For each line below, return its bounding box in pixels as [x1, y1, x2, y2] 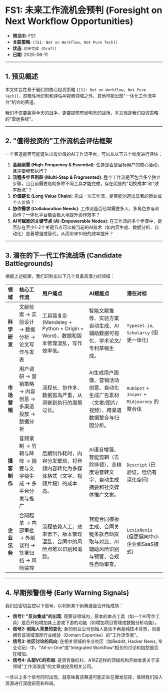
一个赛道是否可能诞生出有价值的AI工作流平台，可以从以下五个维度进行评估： [5, 151, 163, 157]
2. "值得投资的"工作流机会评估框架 [5, 137, 112, 145]
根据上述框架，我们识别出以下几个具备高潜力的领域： [5, 273, 115, 279]
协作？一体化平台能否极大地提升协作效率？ [12, 211, 100, 218]
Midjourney [126, 399, 152, 405]
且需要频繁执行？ [12, 168, 48, 174]
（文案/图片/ [89, 399, 118, 406]
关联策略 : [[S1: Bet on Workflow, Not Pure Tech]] [12, 39, 118, 45]
